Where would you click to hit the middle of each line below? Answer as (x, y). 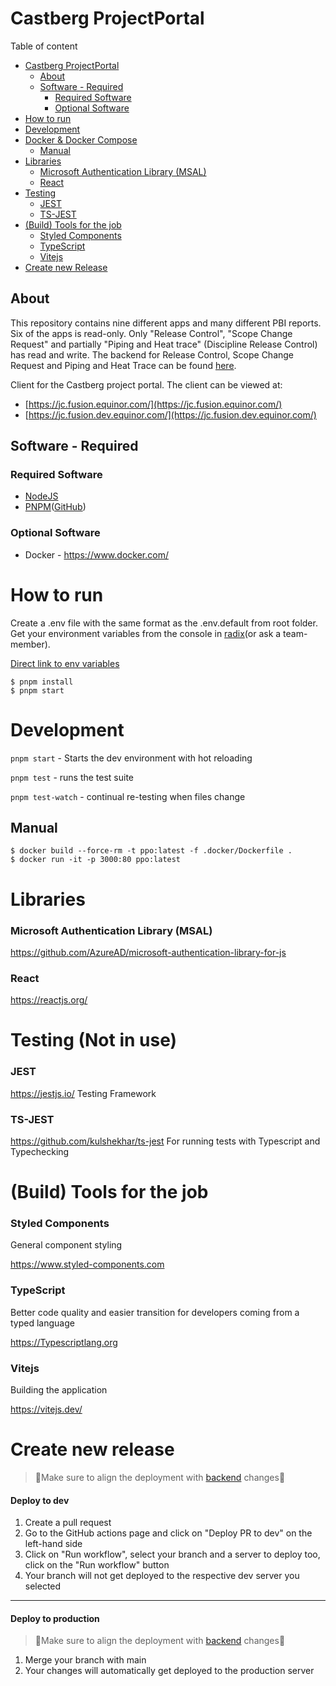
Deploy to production (55, 1618)
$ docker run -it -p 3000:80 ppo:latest (96, 860)
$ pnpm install (42, 682)
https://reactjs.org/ (49, 1000)
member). (30, 644)
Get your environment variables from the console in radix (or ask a (146, 633)
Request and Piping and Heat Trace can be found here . (123, 365)
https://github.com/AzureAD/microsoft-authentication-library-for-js (148, 952)
